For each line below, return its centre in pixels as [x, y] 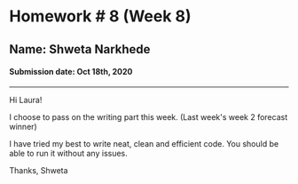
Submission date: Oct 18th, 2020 [71, 72]
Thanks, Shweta [39, 170]
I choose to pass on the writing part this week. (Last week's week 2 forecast [149, 116]
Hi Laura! [26, 100]
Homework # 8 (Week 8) [101, 16]
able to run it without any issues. [69, 153]
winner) [23, 126]
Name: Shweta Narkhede [80, 49]
